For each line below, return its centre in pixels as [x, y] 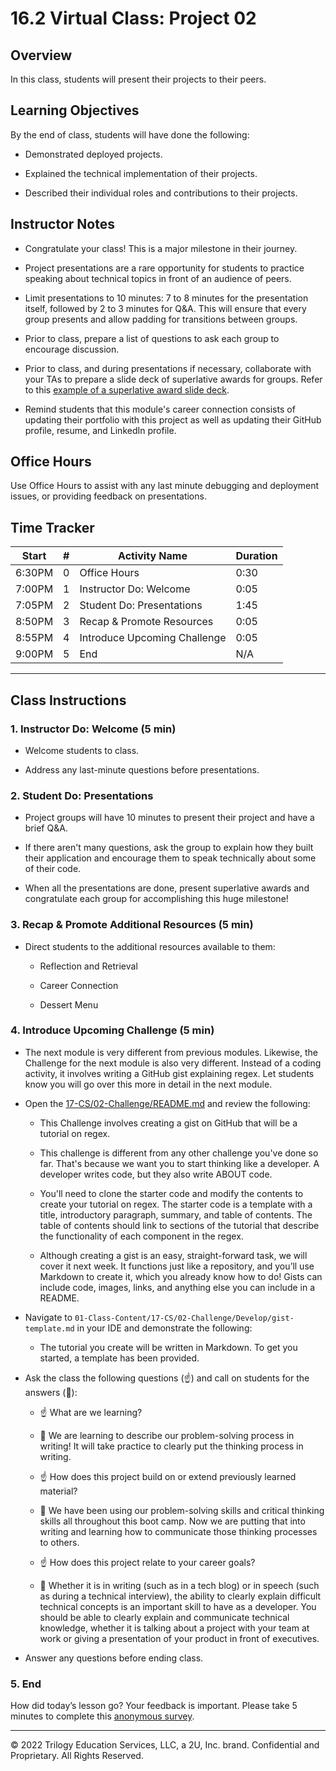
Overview [41, 55]
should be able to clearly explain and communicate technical [164, 1617]
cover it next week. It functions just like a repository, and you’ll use [177, 1266]
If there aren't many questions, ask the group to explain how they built [169, 848]
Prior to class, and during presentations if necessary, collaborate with [168, 368]
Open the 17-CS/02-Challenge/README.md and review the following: [167, 1103]
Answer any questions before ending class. [114, 1658]
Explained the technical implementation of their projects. [141, 173]
